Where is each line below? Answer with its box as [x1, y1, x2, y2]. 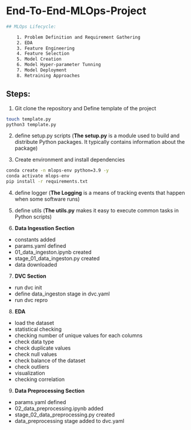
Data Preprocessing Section [14, 388, 85, 394]
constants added [14, 236, 56, 243]
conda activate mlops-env [6, 173, 69, 179]
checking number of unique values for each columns [14, 332, 143, 339]
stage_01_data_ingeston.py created [14, 255, 100, 262]
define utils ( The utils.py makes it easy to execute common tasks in [14, 207, 179, 214]
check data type [14, 338, 55, 345]
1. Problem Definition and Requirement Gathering [16, 34, 141, 40]
